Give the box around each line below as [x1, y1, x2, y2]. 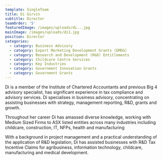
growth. [5, 104, 21, 110]
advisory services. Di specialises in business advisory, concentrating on [5, 94, 150, 100]
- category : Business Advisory [9, 43, 73, 48]
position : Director [5, 35, 45, 40]
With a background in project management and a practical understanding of [5, 134, 157, 140]
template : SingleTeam [5, 7, 49, 12]
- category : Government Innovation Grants [9, 66, 97, 71]
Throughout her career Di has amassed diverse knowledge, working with [5, 114, 151, 120]
